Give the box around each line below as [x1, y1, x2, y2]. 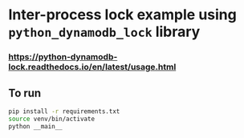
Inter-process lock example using [8, 6, 237, 24]
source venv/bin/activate [8, 115, 95, 123]
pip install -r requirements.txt [8, 107, 120, 116]
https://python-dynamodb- [8, 51, 118, 63]
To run [8, 86, 42, 99]
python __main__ [8, 122, 63, 130]
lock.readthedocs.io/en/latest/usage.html [8, 62, 177, 73]
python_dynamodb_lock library [8, 22, 201, 41]
